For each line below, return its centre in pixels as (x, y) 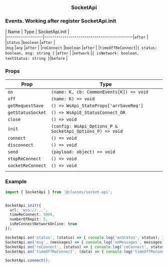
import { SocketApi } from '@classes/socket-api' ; (59, 192)
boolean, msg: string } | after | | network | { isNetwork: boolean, (72, 53)
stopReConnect (24, 158)
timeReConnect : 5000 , (32, 215)
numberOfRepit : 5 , (29, 219)
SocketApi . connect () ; (28, 261)
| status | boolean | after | (30, 42)
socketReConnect (27, 165)
